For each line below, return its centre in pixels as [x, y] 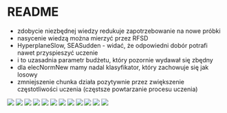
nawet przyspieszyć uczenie [57, 53]
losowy [27, 74]
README [33, 12]
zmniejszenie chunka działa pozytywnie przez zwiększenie [100, 81]
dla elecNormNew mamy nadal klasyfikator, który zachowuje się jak [113, 67]
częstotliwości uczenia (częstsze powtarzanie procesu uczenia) [107, 89]
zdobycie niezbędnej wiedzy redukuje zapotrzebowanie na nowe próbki [119, 31]
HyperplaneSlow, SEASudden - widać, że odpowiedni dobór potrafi [112, 45]
